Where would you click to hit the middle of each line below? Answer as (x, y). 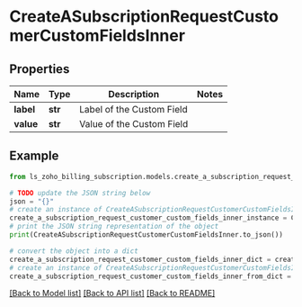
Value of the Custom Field (134, 124)
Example (34, 156)
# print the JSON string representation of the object (114, 227)
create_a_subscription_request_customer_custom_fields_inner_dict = (140, 259)
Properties (40, 69)
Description (133, 94)
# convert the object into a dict (74, 251)
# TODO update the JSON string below (80, 193)
